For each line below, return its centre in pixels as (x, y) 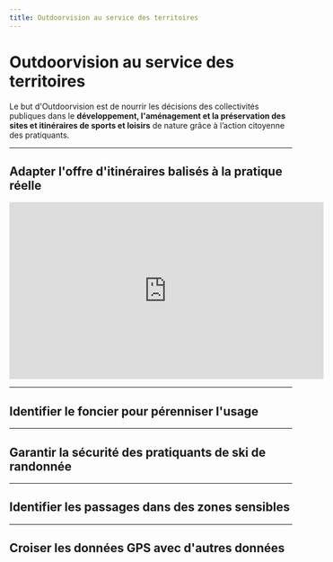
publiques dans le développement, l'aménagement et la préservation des (148, 116)
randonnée (40, 466)
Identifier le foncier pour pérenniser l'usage (134, 411)
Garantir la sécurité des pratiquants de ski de (138, 452)
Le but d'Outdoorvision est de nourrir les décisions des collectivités (134, 106)
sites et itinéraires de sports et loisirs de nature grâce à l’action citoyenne (147, 125)
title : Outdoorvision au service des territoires (104, 18)
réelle (26, 185)
